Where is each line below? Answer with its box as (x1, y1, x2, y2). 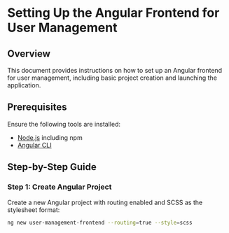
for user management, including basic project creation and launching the (7, 73, 217, 82)
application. (7, 81, 41, 89)
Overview (7, 48, 51, 59)
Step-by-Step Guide (7, 161, 97, 173)
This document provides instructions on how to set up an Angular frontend (7, 66, 223, 74)
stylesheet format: (7, 205, 60, 214)
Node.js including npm (17, 133, 83, 141)
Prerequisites (7, 101, 67, 113)
